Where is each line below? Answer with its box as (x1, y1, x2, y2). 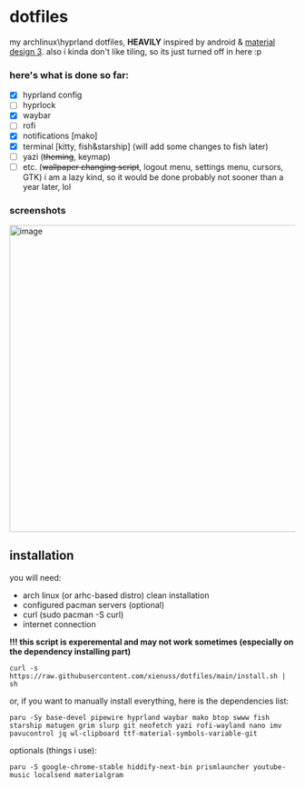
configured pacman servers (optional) (22, 599, 165, 610)
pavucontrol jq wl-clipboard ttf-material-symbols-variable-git (9, 729, 258, 738)
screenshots (9, 204, 66, 216)
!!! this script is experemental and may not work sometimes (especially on (9, 636, 294, 647)
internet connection (22, 618, 97, 629)
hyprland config (22, 89, 83, 101)
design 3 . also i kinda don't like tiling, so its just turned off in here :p (9, 45, 262, 56)
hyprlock (22, 100, 56, 111)
